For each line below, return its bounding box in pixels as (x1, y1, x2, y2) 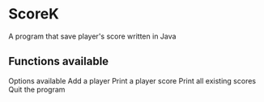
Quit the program (8, 84, 66, 94)
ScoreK (8, 5, 59, 23)
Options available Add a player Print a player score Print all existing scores (8, 75, 257, 85)
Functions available (8, 55, 109, 68)
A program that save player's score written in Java (8, 31, 177, 41)
